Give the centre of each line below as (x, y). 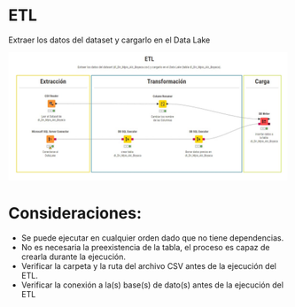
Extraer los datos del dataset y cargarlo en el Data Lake (109, 40)
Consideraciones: (75, 214)
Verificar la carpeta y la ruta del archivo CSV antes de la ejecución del (148, 266)
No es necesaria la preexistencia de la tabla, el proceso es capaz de (145, 248)
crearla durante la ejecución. (73, 257)
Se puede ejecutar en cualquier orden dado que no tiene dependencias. (152, 238)
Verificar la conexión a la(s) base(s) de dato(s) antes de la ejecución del (152, 285)
